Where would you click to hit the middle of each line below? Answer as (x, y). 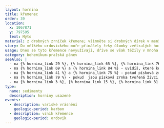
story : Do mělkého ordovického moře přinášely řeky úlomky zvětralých (78, 46)
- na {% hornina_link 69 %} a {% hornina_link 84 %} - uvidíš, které (82, 69)
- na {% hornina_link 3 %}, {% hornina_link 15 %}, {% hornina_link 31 (84, 82)
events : (13, 100)
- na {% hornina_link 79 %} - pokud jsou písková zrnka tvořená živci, (85, 77)
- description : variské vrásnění (43, 105)
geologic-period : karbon (39, 109)
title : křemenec (21, 14)
